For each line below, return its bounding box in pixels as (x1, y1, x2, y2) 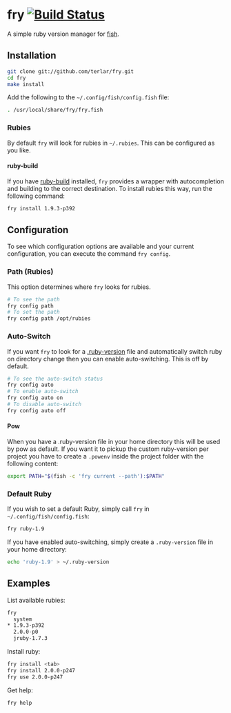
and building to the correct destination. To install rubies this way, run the (7, 184, 212, 192)
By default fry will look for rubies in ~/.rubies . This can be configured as (7, 139, 215, 147)
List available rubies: (7, 596, 66, 604)
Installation (7, 50, 57, 61)
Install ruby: (7, 647, 41, 656)
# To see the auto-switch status (7, 375, 103, 382)
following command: (7, 192, 66, 200)
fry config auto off (7, 407, 67, 414)
